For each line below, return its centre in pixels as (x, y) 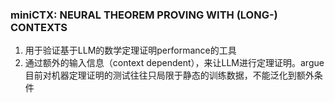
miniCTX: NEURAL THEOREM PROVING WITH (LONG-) (144, 15)
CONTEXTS (39, 27)
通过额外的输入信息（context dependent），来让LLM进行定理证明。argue (174, 63)
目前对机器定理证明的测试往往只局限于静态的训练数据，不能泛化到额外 (169, 75)
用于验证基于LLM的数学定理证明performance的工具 (130, 50)
